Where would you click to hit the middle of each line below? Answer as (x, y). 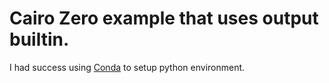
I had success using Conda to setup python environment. (127, 67)
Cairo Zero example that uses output (164, 18)
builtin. (39, 39)
